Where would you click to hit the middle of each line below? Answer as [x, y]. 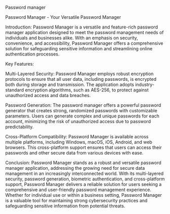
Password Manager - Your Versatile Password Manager [63, 17]
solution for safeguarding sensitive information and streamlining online [79, 49]
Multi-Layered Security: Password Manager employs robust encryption [79, 74]
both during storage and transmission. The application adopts [70, 84]
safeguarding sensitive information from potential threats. [65, 206]
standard [15, 90]
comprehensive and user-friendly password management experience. [78, 190]
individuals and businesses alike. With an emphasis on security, [72, 38]
